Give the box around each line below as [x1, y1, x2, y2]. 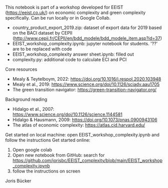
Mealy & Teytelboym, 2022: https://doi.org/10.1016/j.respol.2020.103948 [12, 76, 161, 82]
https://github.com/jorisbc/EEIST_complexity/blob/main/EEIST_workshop [12, 157, 163, 163]
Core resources [5, 66, 38, 72]
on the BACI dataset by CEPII [12, 30, 73, 36]
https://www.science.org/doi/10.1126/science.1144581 [12, 111, 123, 117]
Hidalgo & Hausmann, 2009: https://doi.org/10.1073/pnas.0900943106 [12, 117, 157, 122]
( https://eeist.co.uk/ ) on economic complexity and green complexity [5, 10, 146, 16]
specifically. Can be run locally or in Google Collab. [5, 15, 111, 21]
